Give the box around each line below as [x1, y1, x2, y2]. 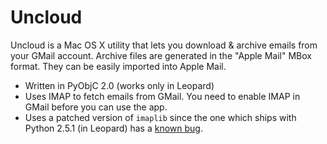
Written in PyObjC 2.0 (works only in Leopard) [24, 79, 215, 91]
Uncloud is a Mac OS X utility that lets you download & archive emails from [10, 39, 318, 51]
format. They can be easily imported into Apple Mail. [10, 60, 227, 72]
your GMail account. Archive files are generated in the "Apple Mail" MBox [10, 49, 312, 61]
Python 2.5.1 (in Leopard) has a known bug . [24, 122, 203, 134]
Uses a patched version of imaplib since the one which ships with [24, 111, 297, 123]
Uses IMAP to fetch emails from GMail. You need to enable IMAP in [24, 90, 301, 102]
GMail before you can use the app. [24, 101, 168, 113]
